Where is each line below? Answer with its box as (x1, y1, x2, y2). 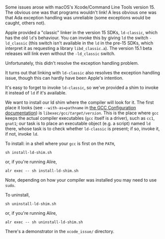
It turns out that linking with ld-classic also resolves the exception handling (5, 70, 160, 76)
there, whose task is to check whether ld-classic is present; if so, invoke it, (5, 126, 160, 132)
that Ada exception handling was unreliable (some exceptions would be (5, 15, 151, 20)
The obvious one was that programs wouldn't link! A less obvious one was (5, 9, 157, 15)
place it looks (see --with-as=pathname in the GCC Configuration (5, 105, 136, 110)
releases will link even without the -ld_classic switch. (5, 50, 115, 56)
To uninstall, (5, 192, 30, 197)
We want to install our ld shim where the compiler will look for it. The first (5, 99, 154, 105)
